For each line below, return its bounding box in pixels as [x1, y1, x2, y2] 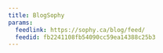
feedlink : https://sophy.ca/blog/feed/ [15, 26, 146, 34]
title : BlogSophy [8, 11, 65, 19]
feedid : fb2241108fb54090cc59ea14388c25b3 [15, 33, 156, 41]
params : [8, 19, 34, 26]
